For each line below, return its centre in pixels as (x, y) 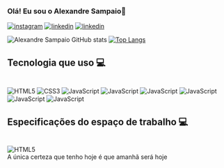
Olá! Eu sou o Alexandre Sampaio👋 (67, 11)
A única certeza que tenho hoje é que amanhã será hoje (87, 157)
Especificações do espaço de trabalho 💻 (98, 122)
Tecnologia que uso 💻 (56, 62)
